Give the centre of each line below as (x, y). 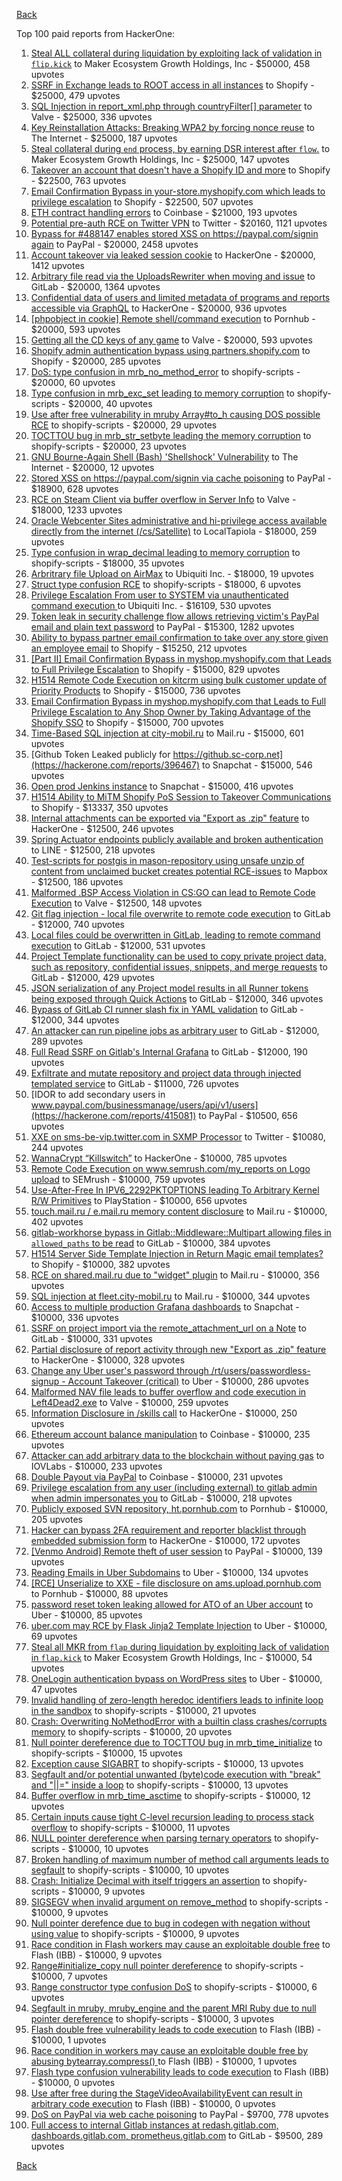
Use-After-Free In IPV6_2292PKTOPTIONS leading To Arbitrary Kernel (175, 1190)
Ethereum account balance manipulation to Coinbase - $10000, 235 (170, 1434)
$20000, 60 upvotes (73, 382)
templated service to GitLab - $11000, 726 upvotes (134, 1083)
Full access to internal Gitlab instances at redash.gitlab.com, (154, 2125)
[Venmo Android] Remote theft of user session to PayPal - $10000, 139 (176, 1551)
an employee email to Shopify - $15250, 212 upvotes (139, 648)
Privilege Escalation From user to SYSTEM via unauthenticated (159, 595)
